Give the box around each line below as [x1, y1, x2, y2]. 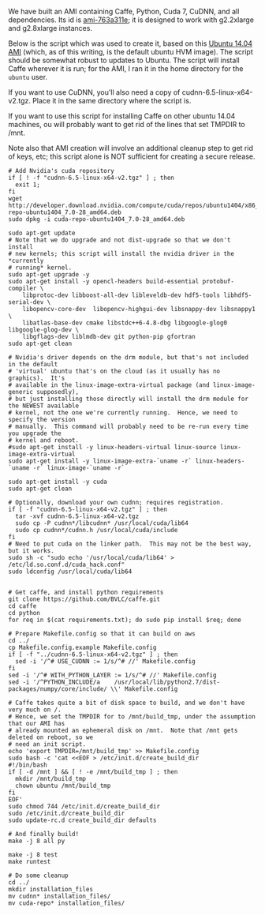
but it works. [8, 547, 55, 555]
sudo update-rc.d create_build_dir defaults [8, 816, 157, 824]
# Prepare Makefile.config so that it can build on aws [8, 630, 196, 638]
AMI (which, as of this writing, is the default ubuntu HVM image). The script [8, 47, 254, 56]
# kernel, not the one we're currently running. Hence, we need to [8, 409, 238, 417]
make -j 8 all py [8, 837, 65, 845]
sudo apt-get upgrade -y [8, 271, 90, 279]
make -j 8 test [8, 851, 58, 859]
